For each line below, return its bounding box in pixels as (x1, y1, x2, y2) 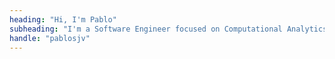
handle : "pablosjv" (9, 33, 91, 43)
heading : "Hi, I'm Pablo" (9, 14, 117, 25)
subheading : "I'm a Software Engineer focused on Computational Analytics (9, 24, 328, 34)
